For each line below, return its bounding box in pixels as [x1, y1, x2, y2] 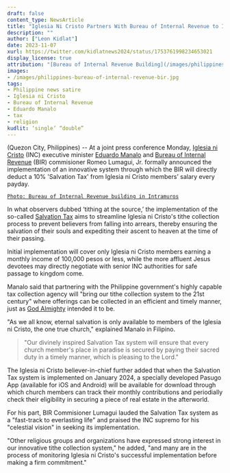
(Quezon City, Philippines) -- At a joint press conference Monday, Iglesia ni [7, 143, 218, 151]
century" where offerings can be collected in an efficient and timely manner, [7, 298, 222, 306]
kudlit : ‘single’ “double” [7, 125, 84, 132]
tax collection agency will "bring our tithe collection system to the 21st [7, 290, 205, 298]
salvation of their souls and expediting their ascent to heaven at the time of [7, 227, 218, 235]
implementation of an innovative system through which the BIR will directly [7, 165, 218, 173]
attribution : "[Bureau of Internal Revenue [7, 61, 133, 68]
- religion [7, 118, 38, 125]
